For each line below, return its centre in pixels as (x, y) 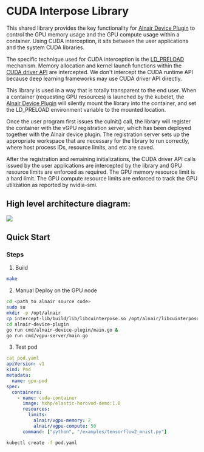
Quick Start (28, 237)
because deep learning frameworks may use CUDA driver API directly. (94, 78)
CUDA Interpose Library (68, 11)
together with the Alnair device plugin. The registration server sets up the (98, 134)
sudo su (16, 307)
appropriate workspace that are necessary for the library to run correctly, (98, 140)
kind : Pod (19, 370)
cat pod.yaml (23, 358)
